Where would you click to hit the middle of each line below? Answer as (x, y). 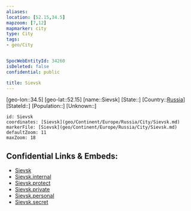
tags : (13, 39)
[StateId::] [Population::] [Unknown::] (51, 106)
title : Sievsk (24, 83)
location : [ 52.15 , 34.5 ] (36, 17)
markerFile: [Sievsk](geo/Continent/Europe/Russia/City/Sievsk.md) (92, 128)
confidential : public (33, 72)
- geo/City (20, 45)
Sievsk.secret (32, 202)
